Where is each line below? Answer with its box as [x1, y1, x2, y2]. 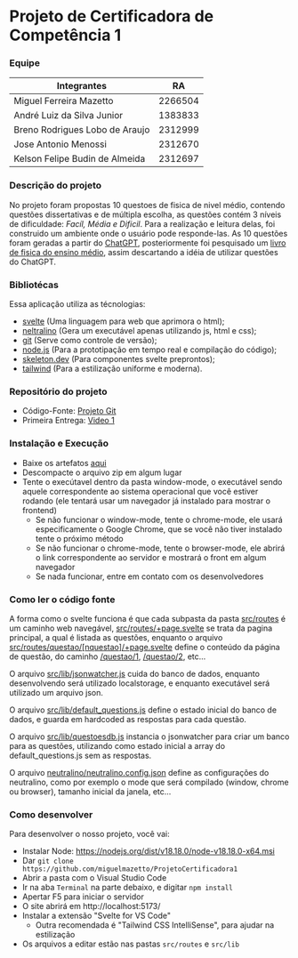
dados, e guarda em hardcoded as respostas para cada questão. [9, 713, 247, 724]
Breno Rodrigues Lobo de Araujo [13, 124, 150, 136]
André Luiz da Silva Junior [13, 109, 124, 122]
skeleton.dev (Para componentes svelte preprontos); [21, 354, 215, 365]
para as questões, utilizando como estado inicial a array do [9, 740, 225, 751]
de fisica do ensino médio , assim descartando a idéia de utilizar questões [9, 246, 278, 257]
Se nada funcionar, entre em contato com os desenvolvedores [35, 571, 264, 582]
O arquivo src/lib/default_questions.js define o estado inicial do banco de [9, 704, 278, 715]
